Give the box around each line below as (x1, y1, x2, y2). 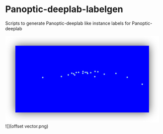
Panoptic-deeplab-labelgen (5, 4, 123, 15)
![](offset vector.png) (5, 123, 49, 129)
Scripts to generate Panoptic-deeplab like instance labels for (5, 20, 131, 26)
